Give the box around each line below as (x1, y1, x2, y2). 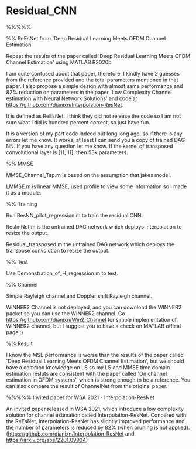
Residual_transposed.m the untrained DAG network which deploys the (6, 240, 174, 247)
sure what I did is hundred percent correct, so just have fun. (6, 118, 150, 125)
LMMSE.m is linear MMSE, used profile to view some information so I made (6, 183, 187, 190)
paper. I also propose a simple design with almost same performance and (6, 82, 183, 89)
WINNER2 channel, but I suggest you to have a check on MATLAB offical (6, 322, 181, 329)
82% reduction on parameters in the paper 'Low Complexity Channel (6, 89, 173, 96)
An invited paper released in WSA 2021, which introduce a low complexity (6, 405, 184, 412)
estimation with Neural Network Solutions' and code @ (6, 95, 138, 102)
